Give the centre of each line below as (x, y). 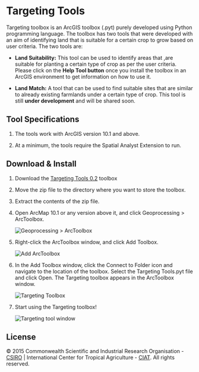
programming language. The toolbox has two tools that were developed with (99, 33)
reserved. (18, 364)
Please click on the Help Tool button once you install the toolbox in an (100, 70)
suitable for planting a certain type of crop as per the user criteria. (96, 64)
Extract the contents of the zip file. (57, 201)
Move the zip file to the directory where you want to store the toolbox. (100, 190)
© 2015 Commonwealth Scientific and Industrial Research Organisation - (95, 351)
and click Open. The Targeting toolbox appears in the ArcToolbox (94, 278)
